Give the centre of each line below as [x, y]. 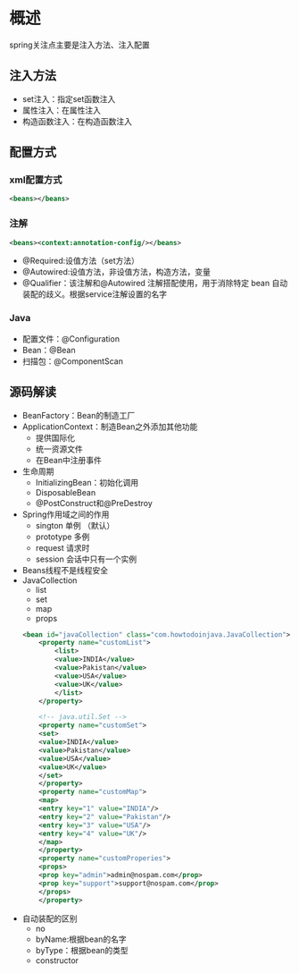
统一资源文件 [59, 449]
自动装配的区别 [50, 918]
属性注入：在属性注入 [61, 110]
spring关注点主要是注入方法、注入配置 [79, 45]
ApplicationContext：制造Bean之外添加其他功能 [110, 427]
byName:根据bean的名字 [81, 939]
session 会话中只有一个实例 [86, 559]
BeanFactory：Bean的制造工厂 [79, 415]
